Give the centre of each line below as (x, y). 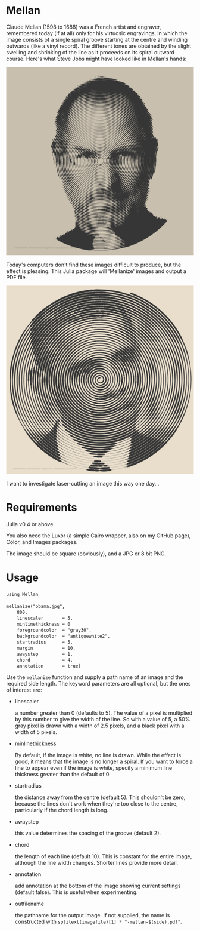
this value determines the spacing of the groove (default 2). (88, 833)
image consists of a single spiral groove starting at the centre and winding (97, 39)
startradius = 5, (45, 642)
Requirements (42, 508)
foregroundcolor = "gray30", (54, 630)
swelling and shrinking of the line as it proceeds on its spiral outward (90, 52)
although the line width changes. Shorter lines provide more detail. (96, 862)
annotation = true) (49, 666)
